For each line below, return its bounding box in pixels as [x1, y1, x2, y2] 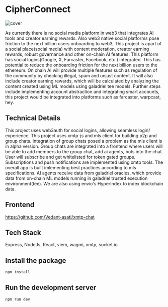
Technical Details [5, 114, 61, 123]
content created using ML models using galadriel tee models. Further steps [5, 83, 161, 89]
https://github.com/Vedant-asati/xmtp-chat [5, 214, 95, 220]
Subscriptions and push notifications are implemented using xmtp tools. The [5, 159, 163, 165]
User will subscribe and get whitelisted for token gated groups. [5, 154, 136, 160]
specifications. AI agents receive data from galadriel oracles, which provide [5, 170, 162, 176]
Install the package [5, 256, 66, 265]
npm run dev [5, 296, 30, 302]
